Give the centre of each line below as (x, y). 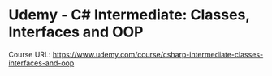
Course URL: (30, 54)
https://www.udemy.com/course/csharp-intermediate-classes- (158, 54)
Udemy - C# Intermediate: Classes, (129, 15)
